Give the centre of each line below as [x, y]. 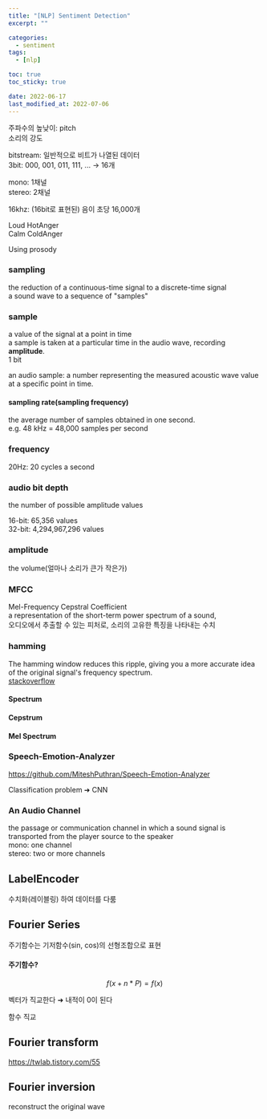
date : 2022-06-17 [37, 96]
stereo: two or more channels [57, 853]
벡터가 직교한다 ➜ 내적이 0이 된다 [61, 999]
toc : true [25, 75]
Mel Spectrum [32, 736]
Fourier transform [53, 1042]
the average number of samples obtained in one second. [102, 420]
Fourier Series [44, 924]
